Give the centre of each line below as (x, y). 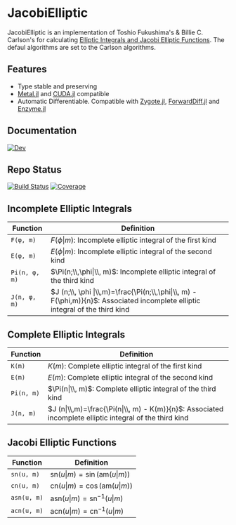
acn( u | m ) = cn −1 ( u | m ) (87, 511)
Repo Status (34, 170)
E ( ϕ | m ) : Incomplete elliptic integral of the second (131, 252)
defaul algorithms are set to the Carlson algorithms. (81, 47)
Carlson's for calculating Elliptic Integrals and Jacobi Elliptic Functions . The (116, 39)
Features (27, 69)
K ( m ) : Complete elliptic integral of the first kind (125, 366)
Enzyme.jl (32, 108)
